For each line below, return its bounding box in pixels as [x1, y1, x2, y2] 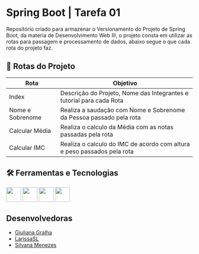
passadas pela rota [60, 130, 114, 138]
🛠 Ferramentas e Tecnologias [6, 168, 118, 178]
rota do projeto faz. [6, 44, 53, 51]
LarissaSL [14, 235, 39, 242]
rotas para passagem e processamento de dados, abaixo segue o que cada [6, 38, 191, 45]
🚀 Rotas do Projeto [6, 61, 76, 71]
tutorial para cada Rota [60, 96, 124, 105]
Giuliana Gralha [14, 229, 52, 236]
